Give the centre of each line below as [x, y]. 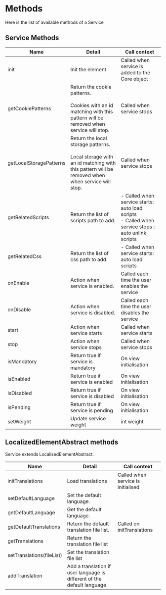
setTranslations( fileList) [35, 555]
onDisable [19, 309]
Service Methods [32, 38]
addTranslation [25, 576]
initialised [129, 487]
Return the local [89, 138]
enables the [134, 286]
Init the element [88, 69]
